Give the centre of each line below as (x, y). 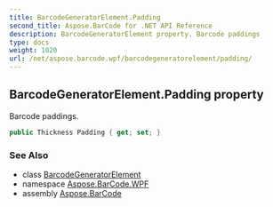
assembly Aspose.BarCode (72, 193)
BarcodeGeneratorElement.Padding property (136, 95)
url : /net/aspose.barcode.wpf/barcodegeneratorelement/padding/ (131, 59)
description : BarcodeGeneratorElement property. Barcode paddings (135, 34)
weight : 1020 (33, 51)
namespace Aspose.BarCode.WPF (85, 184)
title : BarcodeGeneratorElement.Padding (85, 17)
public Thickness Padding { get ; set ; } (85, 132)
